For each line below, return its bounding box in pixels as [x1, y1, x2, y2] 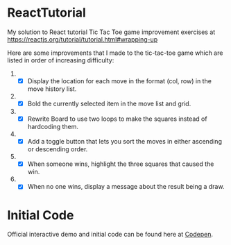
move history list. [27, 85, 77, 93]
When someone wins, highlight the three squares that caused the [27, 160, 214, 168]
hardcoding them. [27, 123, 78, 131]
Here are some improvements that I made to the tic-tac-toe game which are [7, 49, 223, 57]
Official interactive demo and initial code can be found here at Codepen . [7, 230, 214, 239]
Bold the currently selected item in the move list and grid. [27, 99, 191, 108]
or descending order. [27, 145, 88, 153]
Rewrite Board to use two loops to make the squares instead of [27, 115, 207, 123]
